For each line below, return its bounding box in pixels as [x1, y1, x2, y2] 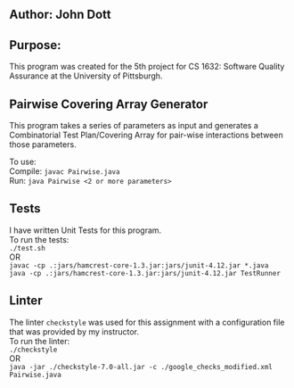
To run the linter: [9, 335, 69, 346]
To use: [9, 156, 37, 168]
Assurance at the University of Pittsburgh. [9, 70, 163, 81]
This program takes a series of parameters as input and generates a [9, 120, 258, 131]
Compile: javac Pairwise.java [9, 166, 120, 177]
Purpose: [9, 37, 61, 53]
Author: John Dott [9, 7, 111, 22]
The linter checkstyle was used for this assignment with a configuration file [9, 317, 285, 327]
